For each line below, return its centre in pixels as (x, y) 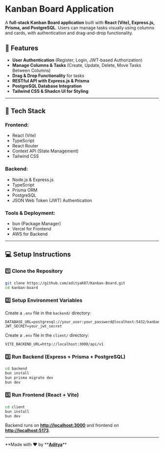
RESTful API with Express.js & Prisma (51, 81)
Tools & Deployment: (30, 213)
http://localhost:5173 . (28, 431)
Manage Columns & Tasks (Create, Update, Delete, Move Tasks (77, 65)
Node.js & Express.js (33, 180)
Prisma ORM (25, 190)
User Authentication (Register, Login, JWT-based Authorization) (77, 60)
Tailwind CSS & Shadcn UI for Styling (50, 91)
